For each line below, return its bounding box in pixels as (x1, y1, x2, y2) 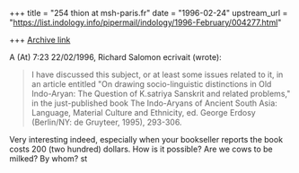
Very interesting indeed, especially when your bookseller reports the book (9, 134, 284, 144)
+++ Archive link (9, 35, 71, 45)
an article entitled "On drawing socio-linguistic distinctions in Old (31, 79, 272, 89)
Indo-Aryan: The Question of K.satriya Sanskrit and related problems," (31, 89, 291, 99)
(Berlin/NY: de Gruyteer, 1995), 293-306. (31, 117, 182, 127)
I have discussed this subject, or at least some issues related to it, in (31, 69, 284, 80)
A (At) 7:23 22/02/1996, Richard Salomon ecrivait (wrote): (9, 52, 222, 62)
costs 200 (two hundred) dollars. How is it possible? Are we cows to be (9, 143, 274, 154)
